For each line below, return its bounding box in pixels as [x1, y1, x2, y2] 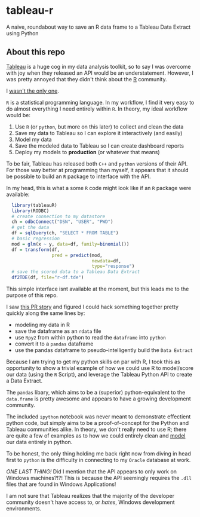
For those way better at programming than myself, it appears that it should [6, 166, 189, 173]
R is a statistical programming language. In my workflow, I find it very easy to [6, 99, 195, 106]
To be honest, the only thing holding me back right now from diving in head [6, 450, 191, 457]
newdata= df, [91, 258, 121, 264]
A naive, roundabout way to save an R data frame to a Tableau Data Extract [6, 23, 191, 30]
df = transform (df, [11, 246, 60, 253]
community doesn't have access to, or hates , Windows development [6, 498, 175, 506]
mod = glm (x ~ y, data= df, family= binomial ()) [11, 241, 130, 247]
